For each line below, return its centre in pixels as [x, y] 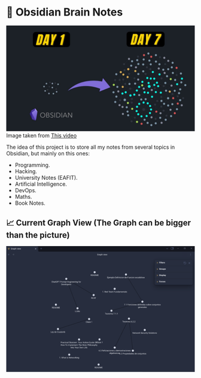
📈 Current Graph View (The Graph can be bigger [99, 222]
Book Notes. [30, 203]
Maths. [23, 197]
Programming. [32, 165]
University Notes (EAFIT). [46, 178]
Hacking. [26, 171]
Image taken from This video [42, 136]
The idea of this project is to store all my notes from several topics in [91, 147]
